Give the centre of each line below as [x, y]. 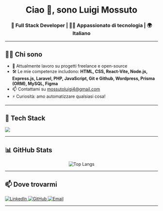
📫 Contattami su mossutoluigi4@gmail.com [56, 89]
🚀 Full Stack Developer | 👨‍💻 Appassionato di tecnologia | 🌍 [81, 25]
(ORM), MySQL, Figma [35, 84]
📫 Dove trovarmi [31, 185]
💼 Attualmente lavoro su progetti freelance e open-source [70, 66]
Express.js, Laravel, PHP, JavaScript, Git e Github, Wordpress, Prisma [83, 79]
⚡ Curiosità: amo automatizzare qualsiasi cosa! [59, 96]
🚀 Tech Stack [25, 118]
